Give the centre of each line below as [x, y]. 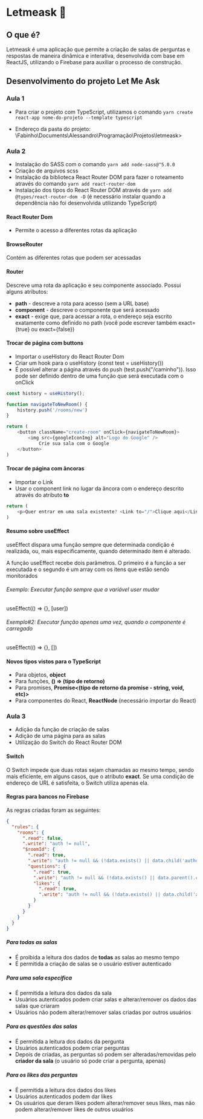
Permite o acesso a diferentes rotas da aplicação [76, 231]
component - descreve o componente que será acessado [87, 309]
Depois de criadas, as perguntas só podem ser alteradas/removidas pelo [105, 1055]
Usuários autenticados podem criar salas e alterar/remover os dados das [106, 999]
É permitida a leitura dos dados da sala [63, 993]
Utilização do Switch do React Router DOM [68, 742]
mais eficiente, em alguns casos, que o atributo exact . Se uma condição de [100, 776]
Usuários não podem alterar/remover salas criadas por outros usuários [103, 1012]
